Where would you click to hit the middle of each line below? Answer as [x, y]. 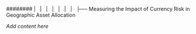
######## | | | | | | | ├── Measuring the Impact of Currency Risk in [98, 9]
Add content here [27, 26]
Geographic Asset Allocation [41, 15]
